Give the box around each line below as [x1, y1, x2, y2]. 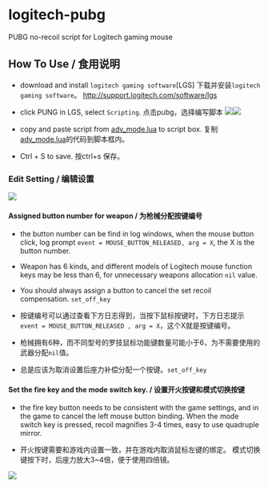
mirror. [19, 429, 42, 438]
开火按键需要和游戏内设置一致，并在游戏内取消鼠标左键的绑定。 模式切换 [19, 445, 261, 454]
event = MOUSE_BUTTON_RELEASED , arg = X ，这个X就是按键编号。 [19, 321, 235, 330]
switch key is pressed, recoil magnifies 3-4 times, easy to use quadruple [19, 420, 260, 430]
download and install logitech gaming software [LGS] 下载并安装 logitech [19, 80, 261, 90]
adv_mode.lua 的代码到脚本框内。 [19, 134, 130, 143]
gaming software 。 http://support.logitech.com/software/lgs [19, 90, 218, 99]
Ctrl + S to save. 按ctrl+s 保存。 [19, 151, 125, 161]
